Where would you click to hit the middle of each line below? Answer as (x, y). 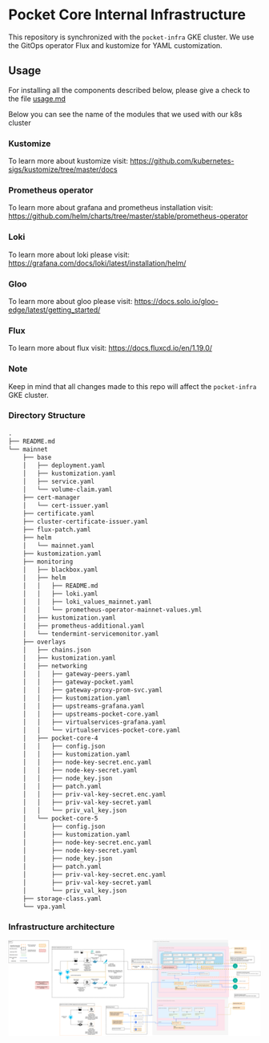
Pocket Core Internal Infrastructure (127, 15)
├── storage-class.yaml (62, 899)
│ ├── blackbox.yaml (60, 570)
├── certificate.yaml (58, 513)
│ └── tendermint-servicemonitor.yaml (91, 634)
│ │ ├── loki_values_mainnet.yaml (87, 602)
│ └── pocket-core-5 (60, 818)
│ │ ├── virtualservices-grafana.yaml (94, 722)
